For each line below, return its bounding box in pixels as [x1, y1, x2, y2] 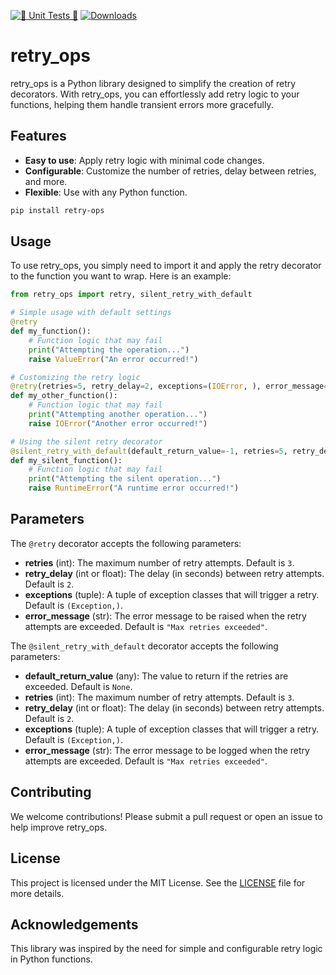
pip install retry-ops [10, 205, 105, 215]
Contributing [10, 784, 92, 801]
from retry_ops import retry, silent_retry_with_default [10, 290, 253, 300]
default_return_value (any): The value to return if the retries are [24, 670, 289, 682]
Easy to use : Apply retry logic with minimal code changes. [24, 154, 265, 166]
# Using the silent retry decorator [10, 436, 163, 447]
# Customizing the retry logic [10, 372, 141, 382]
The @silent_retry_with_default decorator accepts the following [10, 640, 279, 652]
